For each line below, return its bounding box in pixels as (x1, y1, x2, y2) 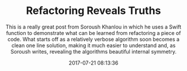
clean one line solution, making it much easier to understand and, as (11, 42, 176, 49)
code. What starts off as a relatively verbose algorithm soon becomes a (7, 35, 180, 42)
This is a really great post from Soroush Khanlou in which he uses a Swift (5, 23, 182, 30)
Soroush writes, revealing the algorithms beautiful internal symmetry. (11, 48, 176, 55)
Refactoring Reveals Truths (26, 4, 161, 17)
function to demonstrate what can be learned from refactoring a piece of (6, 29, 181, 36)
